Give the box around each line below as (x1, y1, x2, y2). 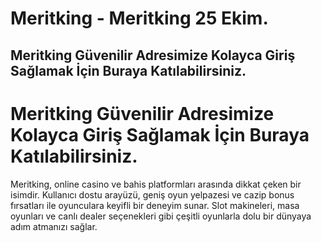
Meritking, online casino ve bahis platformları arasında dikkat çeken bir (10, 178, 302, 190)
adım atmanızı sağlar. (10, 220, 98, 232)
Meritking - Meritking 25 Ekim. (10, 7, 269, 30)
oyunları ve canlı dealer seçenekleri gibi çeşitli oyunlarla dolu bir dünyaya (10, 210, 312, 222)
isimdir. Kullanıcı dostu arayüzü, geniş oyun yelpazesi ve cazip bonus (10, 188, 295, 201)
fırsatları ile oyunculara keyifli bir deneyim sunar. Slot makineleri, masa (10, 199, 300, 211)
